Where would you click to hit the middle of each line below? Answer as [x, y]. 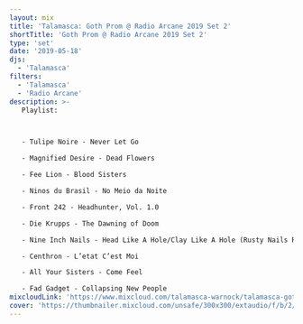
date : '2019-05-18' [46, 51]
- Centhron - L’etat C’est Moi [80, 256]
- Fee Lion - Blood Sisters [74, 175]
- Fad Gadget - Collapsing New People [94, 289]
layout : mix [32, 18]
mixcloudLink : [36, 297]
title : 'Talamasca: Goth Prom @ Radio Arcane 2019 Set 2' [120, 26]
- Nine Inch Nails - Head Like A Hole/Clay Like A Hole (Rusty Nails [155, 240]
